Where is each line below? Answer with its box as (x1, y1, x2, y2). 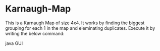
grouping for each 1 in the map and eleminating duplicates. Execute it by (5, 25, 155, 31)
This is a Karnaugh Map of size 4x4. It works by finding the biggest (5, 20, 145, 26)
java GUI (5, 40, 23, 46)
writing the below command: (5, 30, 65, 36)
